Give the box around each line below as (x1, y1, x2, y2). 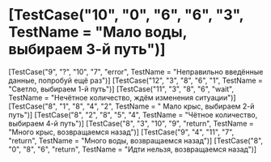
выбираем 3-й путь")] (8, 40, 166, 58)
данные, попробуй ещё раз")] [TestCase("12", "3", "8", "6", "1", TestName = (8, 75, 263, 85)
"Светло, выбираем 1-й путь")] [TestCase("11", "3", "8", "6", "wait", (8, 83, 235, 94)
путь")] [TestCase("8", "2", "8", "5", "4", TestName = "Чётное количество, (8, 109, 258, 119)
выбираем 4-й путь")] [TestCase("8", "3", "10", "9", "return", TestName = (8, 118, 254, 128)
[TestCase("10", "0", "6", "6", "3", (8, 6, 244, 24)
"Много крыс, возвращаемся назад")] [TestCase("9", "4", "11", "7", (8, 127, 235, 137)
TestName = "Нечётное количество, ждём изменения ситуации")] (8, 92, 236, 102)
